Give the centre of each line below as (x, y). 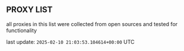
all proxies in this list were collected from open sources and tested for (92, 24)
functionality (22, 30)
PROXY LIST (29, 10)
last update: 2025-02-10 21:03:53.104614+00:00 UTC (70, 42)
